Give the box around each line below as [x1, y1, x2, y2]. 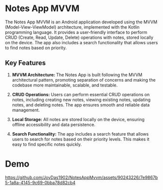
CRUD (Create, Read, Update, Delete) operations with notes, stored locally [5, 35, 154, 40]
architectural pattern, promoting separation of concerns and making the [12, 77, 156, 83]
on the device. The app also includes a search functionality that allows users [5, 39, 158, 45]
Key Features [5, 59, 46, 67]
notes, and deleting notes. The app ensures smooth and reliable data [12, 102, 150, 107]
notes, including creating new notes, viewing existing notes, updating [12, 97, 151, 103]
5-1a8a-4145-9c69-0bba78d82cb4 [5, 179, 76, 185]
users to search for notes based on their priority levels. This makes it [12, 136, 149, 142]
